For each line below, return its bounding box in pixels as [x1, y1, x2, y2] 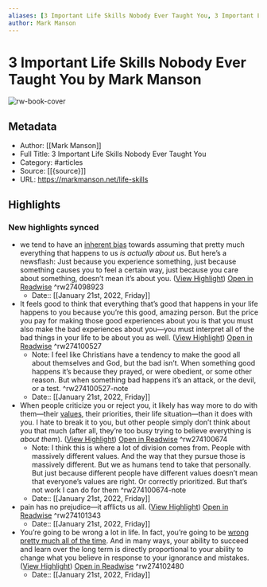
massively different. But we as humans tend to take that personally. [31, 460, 252, 469]
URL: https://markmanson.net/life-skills [19, 174, 149, 184]
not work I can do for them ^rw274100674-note [31, 485, 187, 495]
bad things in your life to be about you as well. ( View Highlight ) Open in [19, 332, 253, 342]
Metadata [8, 119, 57, 133]
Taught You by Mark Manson [8, 70, 202, 88]
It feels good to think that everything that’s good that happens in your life [19, 299, 258, 308]
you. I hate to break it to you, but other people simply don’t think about [19, 417, 250, 427]
